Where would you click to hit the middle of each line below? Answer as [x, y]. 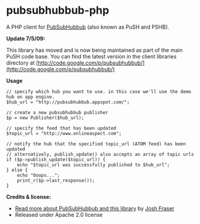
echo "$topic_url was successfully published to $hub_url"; [93, 165]
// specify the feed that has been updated [61, 128]
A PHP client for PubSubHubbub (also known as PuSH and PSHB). [88, 27]
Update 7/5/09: [26, 38]
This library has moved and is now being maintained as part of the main [94, 50]
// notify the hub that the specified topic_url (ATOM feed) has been [96, 144]
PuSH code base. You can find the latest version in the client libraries [91, 56]
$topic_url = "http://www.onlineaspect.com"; [64, 133]
